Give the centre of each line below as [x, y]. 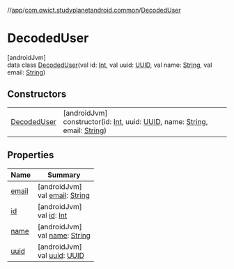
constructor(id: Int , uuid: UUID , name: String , [135, 121]
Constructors [37, 94]
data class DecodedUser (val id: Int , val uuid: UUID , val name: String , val [110, 65]
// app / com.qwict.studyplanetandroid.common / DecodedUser [94, 10]
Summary [64, 175]
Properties [31, 155]
